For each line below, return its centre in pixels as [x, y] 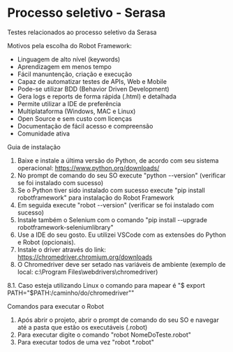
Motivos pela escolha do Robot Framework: [70, 45]
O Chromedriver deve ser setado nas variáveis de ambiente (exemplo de [121, 264]
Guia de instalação [34, 147]
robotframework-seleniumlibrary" [65, 227]
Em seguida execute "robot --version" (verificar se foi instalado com [115, 205]
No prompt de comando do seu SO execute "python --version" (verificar [121, 175]
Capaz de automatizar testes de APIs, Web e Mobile [92, 81]
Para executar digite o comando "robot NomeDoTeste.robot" [104, 335]
